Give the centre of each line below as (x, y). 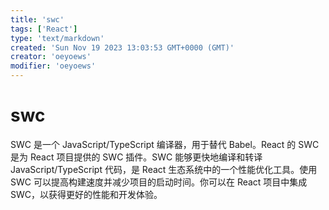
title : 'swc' (37, 19)
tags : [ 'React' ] (44, 29)
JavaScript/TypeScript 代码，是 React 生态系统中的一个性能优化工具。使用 (164, 169)
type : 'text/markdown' (57, 38)
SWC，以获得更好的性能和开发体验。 (86, 194)
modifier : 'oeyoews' (53, 66)
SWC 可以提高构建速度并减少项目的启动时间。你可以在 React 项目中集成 (159, 182)
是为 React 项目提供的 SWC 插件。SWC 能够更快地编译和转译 (136, 157)
